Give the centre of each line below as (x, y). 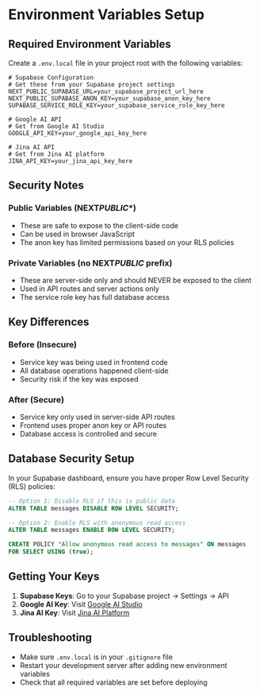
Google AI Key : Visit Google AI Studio (81, 604)
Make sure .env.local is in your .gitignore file (96, 657)
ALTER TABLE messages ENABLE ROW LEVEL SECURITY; (92, 530)
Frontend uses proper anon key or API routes (93, 425)
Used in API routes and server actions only (90, 289)
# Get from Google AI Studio (56, 126)
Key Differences (49, 322)
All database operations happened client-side (94, 371)
